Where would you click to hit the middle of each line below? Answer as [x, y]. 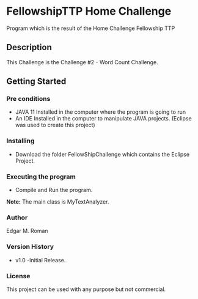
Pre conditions [28, 99]
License [18, 276]
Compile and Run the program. [54, 190]
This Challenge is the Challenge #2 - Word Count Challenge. [82, 62]
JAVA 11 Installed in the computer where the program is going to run [101, 112]
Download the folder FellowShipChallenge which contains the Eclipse [102, 154]
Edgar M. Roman [27, 231]
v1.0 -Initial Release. [40, 260]
